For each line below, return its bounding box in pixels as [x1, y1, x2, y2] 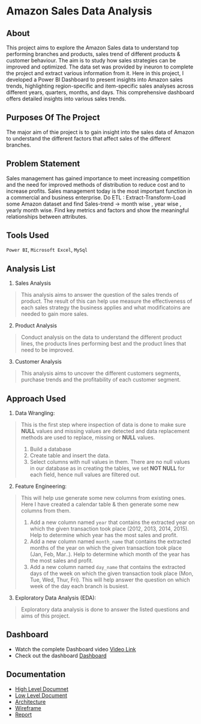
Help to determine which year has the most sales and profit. [29, 532, 178, 539]
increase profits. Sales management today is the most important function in [6, 187, 193, 195]
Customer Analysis [14, 358, 62, 365]
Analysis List [6, 263, 56, 274]
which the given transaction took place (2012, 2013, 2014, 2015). [29, 525, 189, 532]
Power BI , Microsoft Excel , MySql [6, 246, 88, 254]
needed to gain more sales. [20, 311, 89, 318]
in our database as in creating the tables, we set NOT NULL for [29, 464, 185, 472]
